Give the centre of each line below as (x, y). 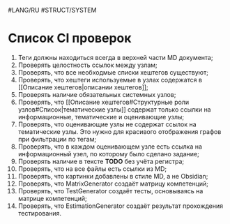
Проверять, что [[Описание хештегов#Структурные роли (103, 102)
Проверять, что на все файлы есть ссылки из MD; (92, 169)
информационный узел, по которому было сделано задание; (108, 154)
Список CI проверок (70, 38)
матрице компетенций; (52, 198)
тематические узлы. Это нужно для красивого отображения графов (120, 131)
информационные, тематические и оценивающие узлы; (101, 117)
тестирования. (40, 213)
